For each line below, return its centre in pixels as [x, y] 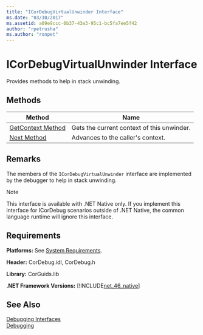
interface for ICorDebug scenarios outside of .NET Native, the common [95, 210]
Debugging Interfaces [33, 319]
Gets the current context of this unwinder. [131, 127]
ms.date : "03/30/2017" [35, 18]
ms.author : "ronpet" [33, 35]
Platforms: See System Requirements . [54, 250]
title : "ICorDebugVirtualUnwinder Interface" [65, 12]
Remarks [24, 159]
